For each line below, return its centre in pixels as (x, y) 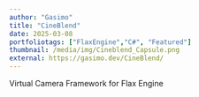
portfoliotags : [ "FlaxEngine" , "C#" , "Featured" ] (100, 42)
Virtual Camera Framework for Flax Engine (86, 83)
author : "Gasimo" (41, 17)
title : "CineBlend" (45, 26)
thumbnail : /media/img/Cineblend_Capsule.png (94, 50)
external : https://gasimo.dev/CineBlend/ (87, 58)
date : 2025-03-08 (41, 34)
